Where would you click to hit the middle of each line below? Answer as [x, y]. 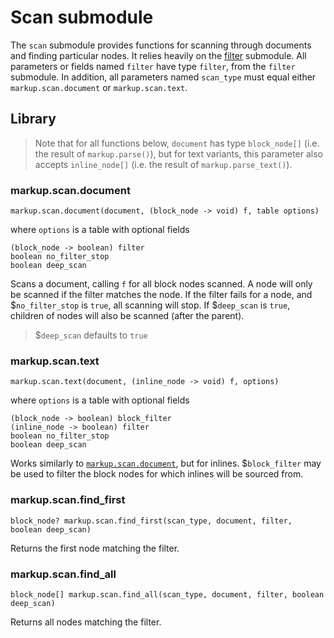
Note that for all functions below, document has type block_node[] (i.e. [177, 143]
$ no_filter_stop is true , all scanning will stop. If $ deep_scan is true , [150, 305]
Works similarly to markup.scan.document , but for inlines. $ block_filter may [166, 463]
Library [33, 119]
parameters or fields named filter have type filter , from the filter [153, 66]
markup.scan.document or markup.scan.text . [99, 87]
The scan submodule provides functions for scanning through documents [161, 45]
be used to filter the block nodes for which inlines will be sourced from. [157, 474]
